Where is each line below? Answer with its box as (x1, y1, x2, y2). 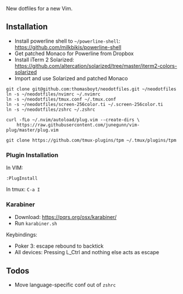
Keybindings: (6, 231, 38, 238)
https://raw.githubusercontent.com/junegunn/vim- (16, 122, 140, 128)
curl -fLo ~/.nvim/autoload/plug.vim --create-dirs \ (6, 117, 140, 122)
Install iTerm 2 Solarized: (14, 56, 74, 63)
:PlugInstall (6, 176, 38, 182)
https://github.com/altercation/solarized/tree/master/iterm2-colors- (14, 62, 177, 69)
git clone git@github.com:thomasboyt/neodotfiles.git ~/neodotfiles (6, 86, 177, 92)
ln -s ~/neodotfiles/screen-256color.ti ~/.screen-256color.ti (6, 101, 164, 107)
